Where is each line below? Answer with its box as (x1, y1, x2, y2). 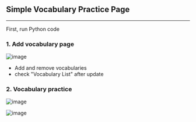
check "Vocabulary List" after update (14, 71, 104, 78)
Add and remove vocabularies (14, 64, 87, 71)
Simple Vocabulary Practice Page (6, 5, 130, 15)
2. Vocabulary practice (6, 85, 72, 94)
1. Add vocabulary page (6, 40, 75, 48)
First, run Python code (6, 26, 60, 33)
